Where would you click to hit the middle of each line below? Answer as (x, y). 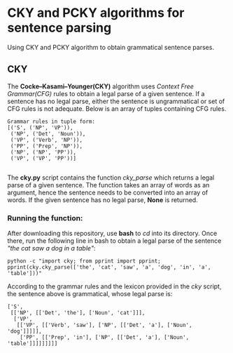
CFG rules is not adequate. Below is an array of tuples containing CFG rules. (117, 108)
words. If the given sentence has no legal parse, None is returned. (103, 200)
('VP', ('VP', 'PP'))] (43, 158)
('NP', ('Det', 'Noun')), (48, 134)
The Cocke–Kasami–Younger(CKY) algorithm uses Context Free (101, 86)
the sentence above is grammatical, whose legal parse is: (90, 294)
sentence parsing (59, 28)
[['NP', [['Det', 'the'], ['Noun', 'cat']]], (78, 313)
